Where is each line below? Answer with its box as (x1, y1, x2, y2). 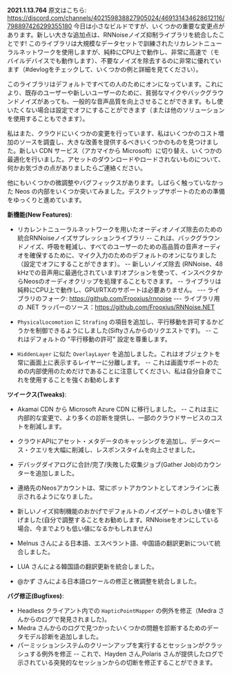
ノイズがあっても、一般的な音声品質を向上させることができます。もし (19, 98, 217, 105)
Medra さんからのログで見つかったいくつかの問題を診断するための (17, 624, 207, 631)
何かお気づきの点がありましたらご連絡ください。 (7, 164, 146, 172)
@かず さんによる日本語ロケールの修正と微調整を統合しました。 (17, 577, 200, 585)
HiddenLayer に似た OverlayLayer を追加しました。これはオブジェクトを (17, 350, 221, 358)
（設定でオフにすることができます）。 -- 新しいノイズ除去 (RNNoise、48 (17, 260, 223, 268)
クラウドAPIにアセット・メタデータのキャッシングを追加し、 (17, 437, 191, 445)
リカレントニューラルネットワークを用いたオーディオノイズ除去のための (17, 225, 223, 233)
